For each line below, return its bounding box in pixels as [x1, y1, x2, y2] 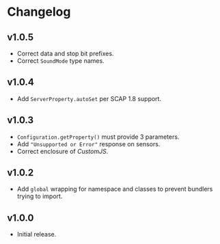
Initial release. [16, 230, 57, 239]
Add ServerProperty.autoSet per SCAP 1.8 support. [16, 94, 162, 103]
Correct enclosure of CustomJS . [16, 147, 109, 155]
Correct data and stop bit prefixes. [16, 49, 114, 57]
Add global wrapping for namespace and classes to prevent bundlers [16, 185, 213, 193]
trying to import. [16, 192, 63, 200]
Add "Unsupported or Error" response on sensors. [16, 139, 161, 148]
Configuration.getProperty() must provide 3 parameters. [16, 133, 180, 141]
